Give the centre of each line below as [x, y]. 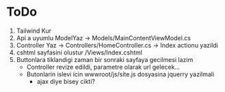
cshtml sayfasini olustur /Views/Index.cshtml [79, 52]
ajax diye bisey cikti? [66, 81]
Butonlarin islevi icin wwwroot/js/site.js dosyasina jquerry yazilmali [120, 74]
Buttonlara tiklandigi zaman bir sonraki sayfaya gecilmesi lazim [105, 59]
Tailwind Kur [34, 31]
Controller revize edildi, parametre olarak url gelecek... [103, 67]
